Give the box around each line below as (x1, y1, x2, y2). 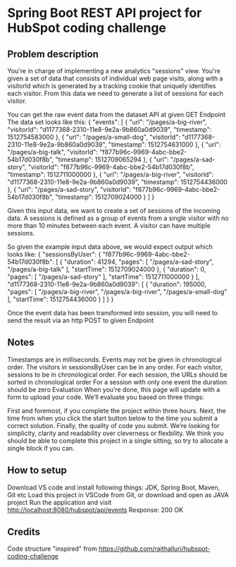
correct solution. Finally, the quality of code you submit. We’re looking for (7, 421, 220, 429)
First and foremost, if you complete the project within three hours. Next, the (7, 406, 227, 415)
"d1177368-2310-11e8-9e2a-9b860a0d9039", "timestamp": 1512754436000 (7, 178, 228, 186)
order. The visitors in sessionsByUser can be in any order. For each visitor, (7, 362, 223, 371)
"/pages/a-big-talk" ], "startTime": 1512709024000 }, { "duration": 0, (7, 265, 206, 273)
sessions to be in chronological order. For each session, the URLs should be (7, 370, 228, 379)
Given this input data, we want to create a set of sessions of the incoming (7, 207, 221, 214)
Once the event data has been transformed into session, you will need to (7, 309, 218, 317)
